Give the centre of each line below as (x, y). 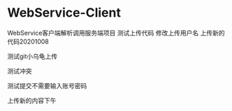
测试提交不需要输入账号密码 (47, 85)
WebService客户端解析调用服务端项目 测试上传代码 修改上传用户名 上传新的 (116, 33)
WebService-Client (64, 13)
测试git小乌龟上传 (32, 56)
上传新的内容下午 (32, 100)
